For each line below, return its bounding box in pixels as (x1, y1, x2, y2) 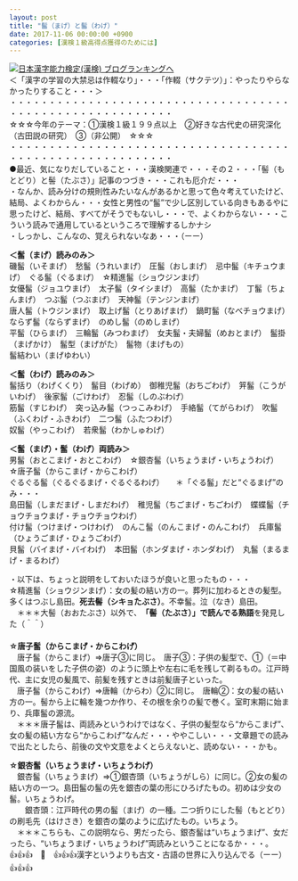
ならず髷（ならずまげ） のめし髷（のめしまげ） (9, 317, 185, 327)
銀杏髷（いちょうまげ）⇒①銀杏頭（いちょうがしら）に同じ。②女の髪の (16, 771, 288, 782)
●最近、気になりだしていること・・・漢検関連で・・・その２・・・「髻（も (9, 164, 286, 175)
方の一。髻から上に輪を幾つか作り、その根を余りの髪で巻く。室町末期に (9, 696, 274, 707)
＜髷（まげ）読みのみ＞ (9, 250, 95, 260)
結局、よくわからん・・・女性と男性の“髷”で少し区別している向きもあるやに (9, 197, 289, 208)
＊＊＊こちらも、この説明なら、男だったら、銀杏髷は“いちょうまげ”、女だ (16, 827, 289, 838)
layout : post (9, 12, 58, 22)
